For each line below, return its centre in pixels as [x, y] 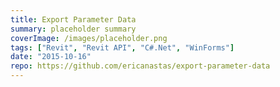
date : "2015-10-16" [51, 57]
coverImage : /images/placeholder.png [89, 38]
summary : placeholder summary [73, 29]
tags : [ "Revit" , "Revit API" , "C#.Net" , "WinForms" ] [122, 47]
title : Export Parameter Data [73, 19]
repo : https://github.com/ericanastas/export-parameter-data [140, 66]
